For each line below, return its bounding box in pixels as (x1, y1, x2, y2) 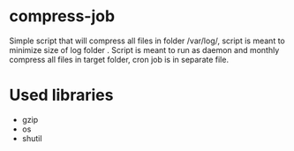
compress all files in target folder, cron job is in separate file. (9, 54, 230, 64)
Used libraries (9, 86, 114, 105)
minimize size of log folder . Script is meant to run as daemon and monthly (9, 44, 280, 55)
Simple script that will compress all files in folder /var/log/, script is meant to (9, 35, 285, 46)
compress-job (9, 6, 116, 26)
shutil (21, 132, 42, 143)
